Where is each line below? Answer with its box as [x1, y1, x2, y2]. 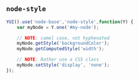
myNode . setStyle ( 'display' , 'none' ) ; [17, 62, 110, 68]
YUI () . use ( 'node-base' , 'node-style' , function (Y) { [6, 19, 134, 25]
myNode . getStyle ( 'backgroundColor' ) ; [17, 41, 110, 47]
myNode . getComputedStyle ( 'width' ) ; [17, 46, 105, 52]
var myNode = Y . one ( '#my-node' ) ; [17, 24, 99, 30]
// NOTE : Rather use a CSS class [17, 57, 99, 62]
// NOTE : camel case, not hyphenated [17, 35, 110, 41]
